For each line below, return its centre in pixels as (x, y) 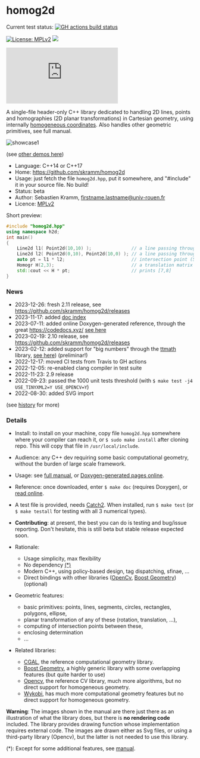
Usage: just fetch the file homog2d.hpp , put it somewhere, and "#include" (103, 178)
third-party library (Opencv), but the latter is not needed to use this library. (97, 737)
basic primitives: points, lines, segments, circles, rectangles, (97, 607)
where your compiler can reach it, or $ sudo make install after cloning (101, 440)
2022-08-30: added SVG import (54, 393)
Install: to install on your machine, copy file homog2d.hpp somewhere (98, 433)
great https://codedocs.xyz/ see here (60, 329)
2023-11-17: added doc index (50, 317)
